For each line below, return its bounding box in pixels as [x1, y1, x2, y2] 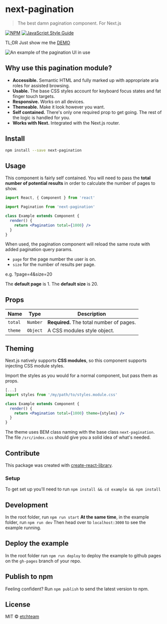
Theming [5, 344, 34, 352]
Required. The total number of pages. [47, 319, 136, 326]
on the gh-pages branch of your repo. [5, 558, 82, 564]
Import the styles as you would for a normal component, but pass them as [5, 372, 158, 379]
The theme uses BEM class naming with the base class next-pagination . [5, 429, 155, 435]
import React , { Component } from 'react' [5, 195, 95, 200]
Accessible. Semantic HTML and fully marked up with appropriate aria [12, 77, 159, 83]
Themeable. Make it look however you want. [12, 104, 105, 110]
